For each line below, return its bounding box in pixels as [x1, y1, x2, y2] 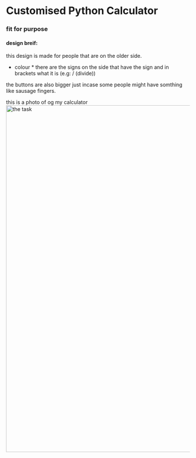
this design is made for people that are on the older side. [6, 53, 142, 60]
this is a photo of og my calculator [6, 99, 88, 106]
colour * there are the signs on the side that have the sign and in [14, 64, 169, 71]
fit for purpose [6, 25, 48, 33]
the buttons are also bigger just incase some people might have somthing [6, 81, 183, 88]
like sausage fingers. [6, 88, 57, 95]
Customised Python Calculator [6, 4, 159, 18]
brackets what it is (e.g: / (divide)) [14, 70, 96, 77]
